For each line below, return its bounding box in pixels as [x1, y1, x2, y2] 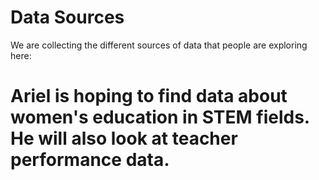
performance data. [10, 149, 170, 171]
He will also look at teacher [10, 127, 238, 150]
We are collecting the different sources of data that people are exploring [10, 39, 308, 51]
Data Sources [10, 6, 125, 29]
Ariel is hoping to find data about [10, 85, 288, 108]
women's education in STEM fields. [10, 106, 310, 129]
